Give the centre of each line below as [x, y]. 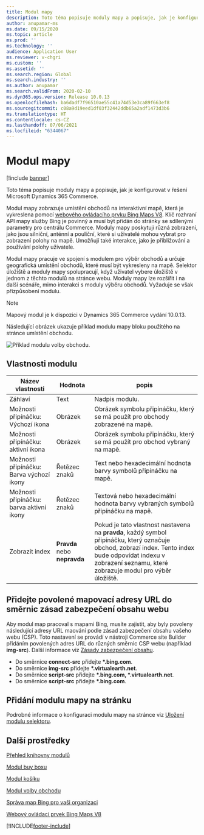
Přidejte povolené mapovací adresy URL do [89, 600]
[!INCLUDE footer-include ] [39, 826]
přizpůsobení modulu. [34, 291]
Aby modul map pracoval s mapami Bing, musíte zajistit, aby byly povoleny [100, 624]
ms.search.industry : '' [36, 80]
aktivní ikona [27, 449]
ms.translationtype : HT [36, 114]
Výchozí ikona [29, 424]
